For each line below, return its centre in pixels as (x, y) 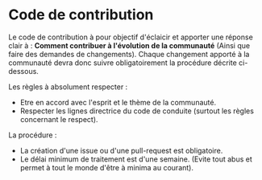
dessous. (23, 71)
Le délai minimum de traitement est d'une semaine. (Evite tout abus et (136, 159)
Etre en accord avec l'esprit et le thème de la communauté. (118, 102)
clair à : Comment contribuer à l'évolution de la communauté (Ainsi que (129, 45)
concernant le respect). (59, 119)
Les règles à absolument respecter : (68, 87)
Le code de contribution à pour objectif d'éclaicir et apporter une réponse (131, 37)
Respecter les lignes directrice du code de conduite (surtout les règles (137, 111)
